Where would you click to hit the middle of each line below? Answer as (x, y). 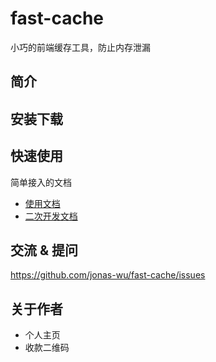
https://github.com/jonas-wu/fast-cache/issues (108, 275)
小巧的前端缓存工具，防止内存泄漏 (80, 47)
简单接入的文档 (41, 182)
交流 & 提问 (44, 250)
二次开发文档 (51, 216)
